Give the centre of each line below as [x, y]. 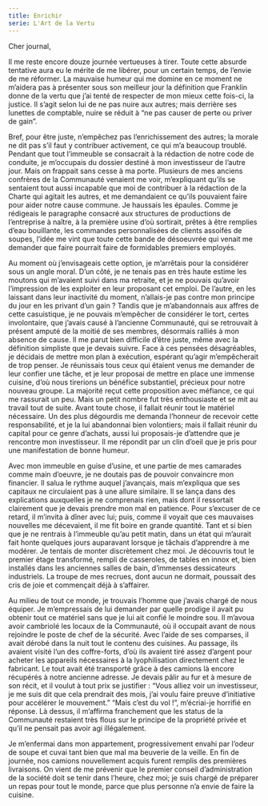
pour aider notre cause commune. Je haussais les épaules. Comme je [123, 204]
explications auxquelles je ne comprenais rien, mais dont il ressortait [121, 500]
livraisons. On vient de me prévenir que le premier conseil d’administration [130, 769]
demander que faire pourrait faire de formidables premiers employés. [122, 247]
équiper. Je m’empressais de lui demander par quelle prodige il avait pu [126, 609]
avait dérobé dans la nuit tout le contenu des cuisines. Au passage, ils [123, 643]
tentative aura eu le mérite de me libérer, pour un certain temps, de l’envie [130, 70]
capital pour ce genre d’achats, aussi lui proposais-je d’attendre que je [124, 433]
